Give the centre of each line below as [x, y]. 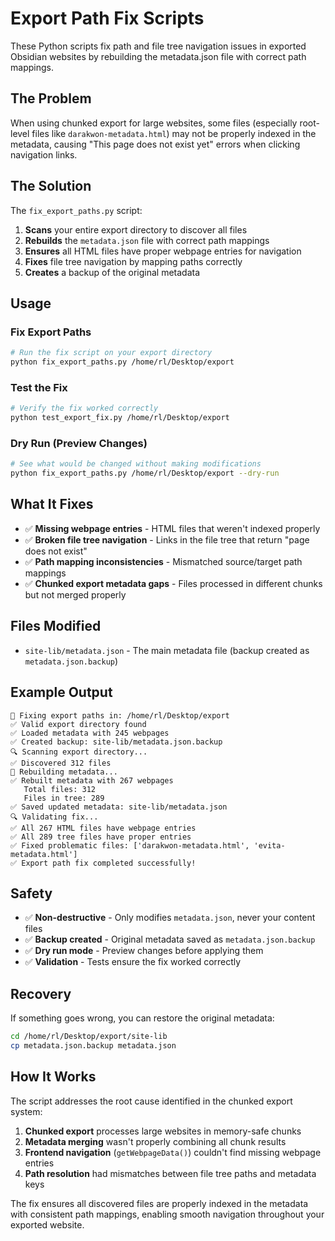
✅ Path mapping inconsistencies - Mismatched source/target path [163, 561]
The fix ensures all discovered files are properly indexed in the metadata [159, 1203]
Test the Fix [39, 387]
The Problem [51, 98]
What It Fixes [52, 504]
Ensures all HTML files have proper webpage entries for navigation [163, 251]
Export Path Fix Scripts [107, 18]
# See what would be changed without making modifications [136, 464]
